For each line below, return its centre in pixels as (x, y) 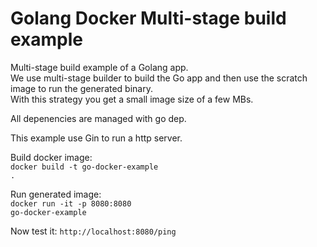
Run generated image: (56, 194)
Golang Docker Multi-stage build (148, 18)
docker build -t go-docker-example (84, 167)
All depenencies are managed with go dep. (98, 118)
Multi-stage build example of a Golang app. (99, 67)
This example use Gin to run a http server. (96, 138)
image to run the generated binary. (81, 88)
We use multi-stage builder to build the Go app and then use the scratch (159, 78)
